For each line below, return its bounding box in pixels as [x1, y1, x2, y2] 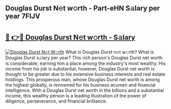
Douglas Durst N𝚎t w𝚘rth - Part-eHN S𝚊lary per [5, 4, 160, 13]
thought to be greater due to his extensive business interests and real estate [5, 71, 166, 77]
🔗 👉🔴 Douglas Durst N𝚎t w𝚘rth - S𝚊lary [5, 33, 135, 42]
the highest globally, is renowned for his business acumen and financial [5, 82, 156, 88]
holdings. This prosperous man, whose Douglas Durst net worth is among [5, 77, 160, 83]
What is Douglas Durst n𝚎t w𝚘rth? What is [65, 49, 154, 55]
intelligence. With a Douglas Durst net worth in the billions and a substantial [5, 87, 164, 93]
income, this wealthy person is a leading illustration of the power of [5, 93, 146, 98]
